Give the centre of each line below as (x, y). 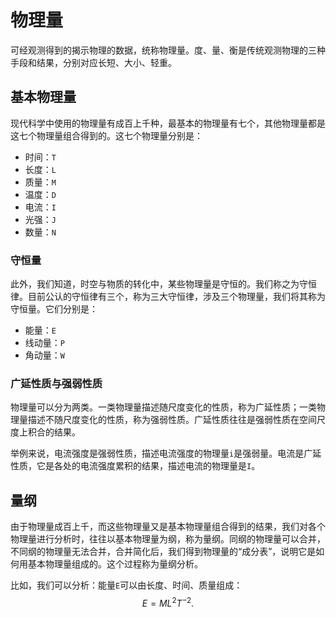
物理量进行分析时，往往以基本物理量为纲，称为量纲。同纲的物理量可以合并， (168, 539)
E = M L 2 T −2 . (168, 602)
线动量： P (44, 343)
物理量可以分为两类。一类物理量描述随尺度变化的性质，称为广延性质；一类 (163, 407)
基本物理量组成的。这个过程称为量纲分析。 (115, 564)
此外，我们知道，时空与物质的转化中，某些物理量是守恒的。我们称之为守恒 (163, 284)
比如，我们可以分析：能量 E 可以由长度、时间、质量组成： (126, 585)
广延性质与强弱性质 (56, 383)
